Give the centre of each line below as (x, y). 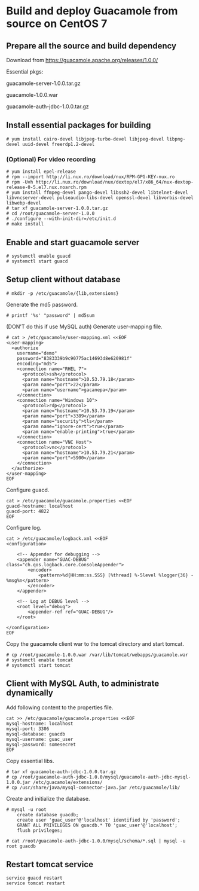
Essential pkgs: (25, 72)
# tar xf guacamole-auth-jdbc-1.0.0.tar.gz (61, 772)
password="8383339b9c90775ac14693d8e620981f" (75, 358)
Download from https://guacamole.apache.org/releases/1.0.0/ (82, 60)
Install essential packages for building (79, 125)
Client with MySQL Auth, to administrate (83, 684)
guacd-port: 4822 (28, 511)
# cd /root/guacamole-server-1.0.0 (50, 213)
